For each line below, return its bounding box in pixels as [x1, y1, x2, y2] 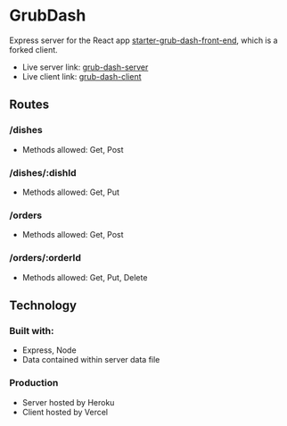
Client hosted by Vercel [21, 406, 109, 417]
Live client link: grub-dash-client [21, 71, 142, 81]
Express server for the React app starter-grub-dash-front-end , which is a [9, 35, 278, 46]
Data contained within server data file [21, 355, 160, 365]
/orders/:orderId [9, 252, 82, 264]
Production [9, 377, 59, 389]
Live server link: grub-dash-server [21, 62, 149, 72]
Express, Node [21, 345, 78, 355]
